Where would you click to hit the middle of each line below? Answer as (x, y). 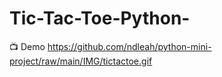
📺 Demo (27, 46)
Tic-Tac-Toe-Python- (100, 18)
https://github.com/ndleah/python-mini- (129, 46)
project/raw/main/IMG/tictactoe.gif (81, 61)
